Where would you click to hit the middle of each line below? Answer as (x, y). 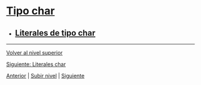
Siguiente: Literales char (36, 64)
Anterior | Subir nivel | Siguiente (45, 76)
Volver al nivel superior (34, 53)
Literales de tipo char (55, 33)
